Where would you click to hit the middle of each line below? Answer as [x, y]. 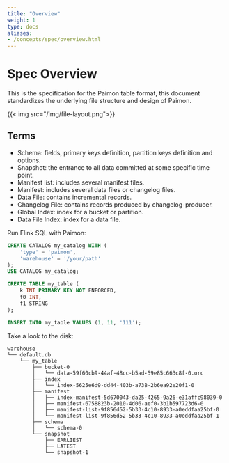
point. [26, 175]
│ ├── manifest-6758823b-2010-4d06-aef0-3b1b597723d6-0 [118, 403]
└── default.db [29, 355]
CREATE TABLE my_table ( [43, 284]
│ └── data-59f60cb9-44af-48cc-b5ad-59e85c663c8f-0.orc [118, 373]
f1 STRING [34, 304]
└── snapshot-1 [66, 452]
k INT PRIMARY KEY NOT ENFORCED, [68, 291]
